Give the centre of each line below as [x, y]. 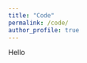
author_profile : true [44, 30]
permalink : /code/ [38, 23]
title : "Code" [32, 15]
